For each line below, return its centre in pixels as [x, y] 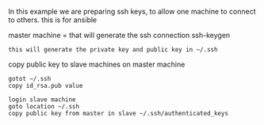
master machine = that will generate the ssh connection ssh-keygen [119, 35]
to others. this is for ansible [53, 20]
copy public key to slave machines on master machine [97, 64]
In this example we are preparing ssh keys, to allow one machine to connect [132, 11]
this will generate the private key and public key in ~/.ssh [113, 50]
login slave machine [42, 100]
